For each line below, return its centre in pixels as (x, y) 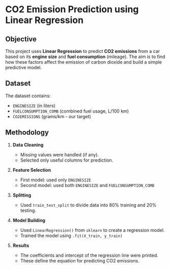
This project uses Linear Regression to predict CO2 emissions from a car (83, 51)
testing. (28, 210)
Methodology (27, 133)
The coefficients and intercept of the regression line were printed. (89, 255)
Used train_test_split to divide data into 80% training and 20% (88, 205)
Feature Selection (32, 170)
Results (21, 245)
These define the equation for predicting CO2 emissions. (80, 260)
